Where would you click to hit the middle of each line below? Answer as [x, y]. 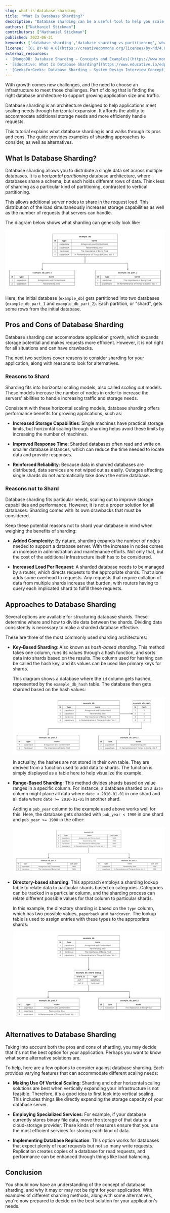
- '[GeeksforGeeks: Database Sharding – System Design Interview [75, 70]
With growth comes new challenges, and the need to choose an [72, 85]
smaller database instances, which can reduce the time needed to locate [88, 449]
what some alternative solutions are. [43, 1058]
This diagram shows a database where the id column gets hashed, [82, 679]
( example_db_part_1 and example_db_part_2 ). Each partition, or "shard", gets [84, 304]
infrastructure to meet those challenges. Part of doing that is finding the [80, 90]
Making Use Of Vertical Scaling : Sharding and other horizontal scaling [86, 1083]
